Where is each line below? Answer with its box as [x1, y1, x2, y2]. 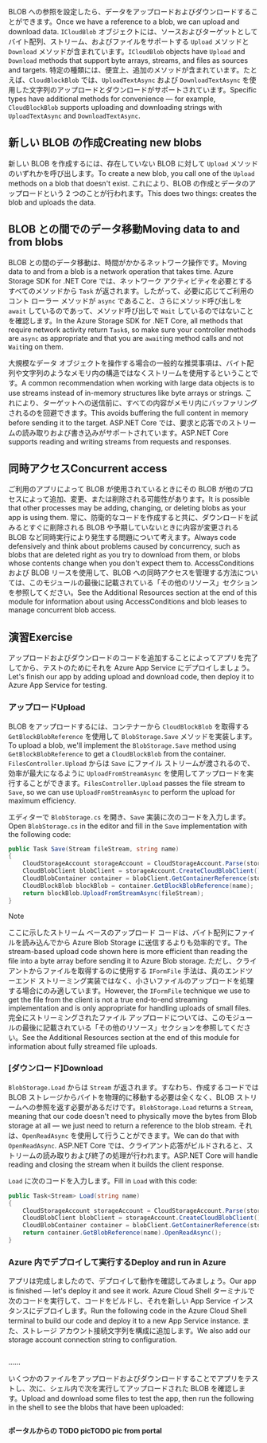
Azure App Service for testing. [8, 680, 107, 690]
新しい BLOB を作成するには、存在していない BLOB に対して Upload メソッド [8, 158, 258, 168]
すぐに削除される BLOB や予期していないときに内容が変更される [29, 522, 239, 532]
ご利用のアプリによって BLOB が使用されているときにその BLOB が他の [8, 484, 240, 494]
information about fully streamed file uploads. [8, 1042, 157, 1051]
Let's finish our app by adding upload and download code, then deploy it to [8, 672, 254, 682]
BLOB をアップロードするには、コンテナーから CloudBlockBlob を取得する [8, 721, 250, 731]
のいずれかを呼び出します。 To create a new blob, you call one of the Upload [8, 168, 256, 178]
